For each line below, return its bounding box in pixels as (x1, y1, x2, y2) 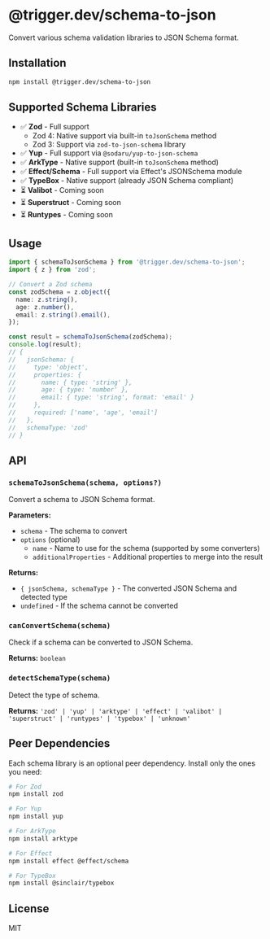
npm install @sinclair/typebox (8, 879, 115, 888)
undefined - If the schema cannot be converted (20, 601, 179, 611)
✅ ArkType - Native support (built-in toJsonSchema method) (20, 157, 220, 168)
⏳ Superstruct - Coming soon (20, 198, 122, 207)
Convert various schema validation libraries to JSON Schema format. (8, 33, 239, 42)
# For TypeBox (8, 871, 57, 880)
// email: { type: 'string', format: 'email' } (8, 393, 195, 402)
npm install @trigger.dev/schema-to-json (8, 77, 151, 86)
